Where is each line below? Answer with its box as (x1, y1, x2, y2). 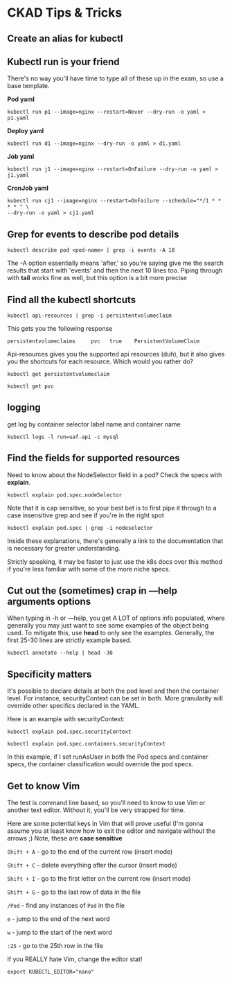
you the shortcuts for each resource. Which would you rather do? (7, 357, 194, 365)
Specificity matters (7, 668, 92, 680)
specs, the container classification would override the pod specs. (7, 760, 194, 768)
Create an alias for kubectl (7, 33, 123, 44)
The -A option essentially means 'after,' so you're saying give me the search (7, 259, 224, 268)
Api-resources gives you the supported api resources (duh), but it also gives (7, 350, 225, 359)
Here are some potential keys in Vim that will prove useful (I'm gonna (7, 820, 204, 828)
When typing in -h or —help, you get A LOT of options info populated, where (7, 614, 225, 622)
